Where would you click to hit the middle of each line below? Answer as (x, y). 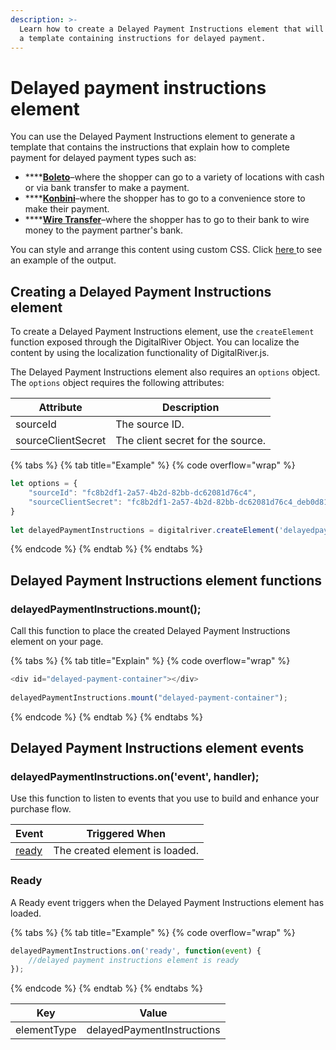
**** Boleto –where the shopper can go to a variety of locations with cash (174, 177)
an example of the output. (63, 260)
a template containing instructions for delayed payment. (143, 38)
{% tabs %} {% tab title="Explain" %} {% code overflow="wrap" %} (150, 661)
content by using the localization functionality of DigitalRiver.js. (140, 353)
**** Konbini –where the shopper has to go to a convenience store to (165, 198)
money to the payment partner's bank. (104, 230)
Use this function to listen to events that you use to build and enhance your (165, 798)
